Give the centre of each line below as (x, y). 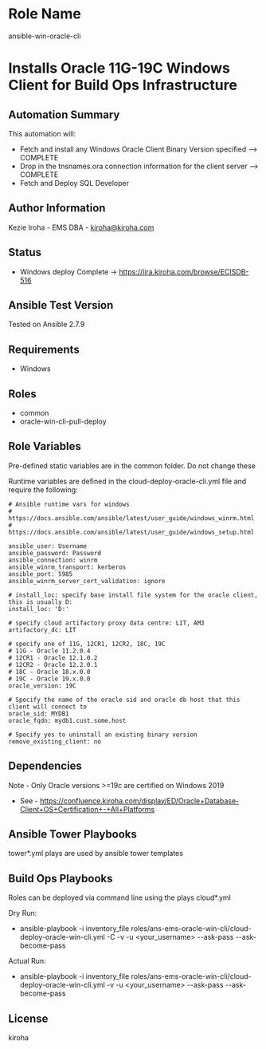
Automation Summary (64, 114)
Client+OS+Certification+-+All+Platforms (87, 809)
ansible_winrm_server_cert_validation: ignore (87, 581)
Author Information (57, 208)
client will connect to (48, 707)
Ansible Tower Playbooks (72, 834)
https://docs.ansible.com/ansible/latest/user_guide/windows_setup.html (131, 532)
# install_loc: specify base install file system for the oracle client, (133, 595)
